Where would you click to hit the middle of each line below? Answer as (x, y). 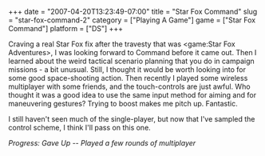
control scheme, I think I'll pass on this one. (80, 128)
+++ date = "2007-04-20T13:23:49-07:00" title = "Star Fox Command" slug (133, 12)
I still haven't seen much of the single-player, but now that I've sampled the (132, 119)
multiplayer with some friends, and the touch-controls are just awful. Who (129, 86)
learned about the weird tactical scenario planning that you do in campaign (132, 61)
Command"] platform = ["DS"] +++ (66, 28)
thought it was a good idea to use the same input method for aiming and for (132, 95)
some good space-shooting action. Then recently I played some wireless (128, 78)
